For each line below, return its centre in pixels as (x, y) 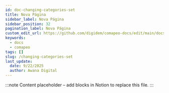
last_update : (19, 61)
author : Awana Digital (33, 71)
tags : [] (14, 52)
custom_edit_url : (23, 33)
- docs (17, 43)
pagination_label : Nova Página (38, 29)
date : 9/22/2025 (27, 66)
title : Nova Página (26, 15)
